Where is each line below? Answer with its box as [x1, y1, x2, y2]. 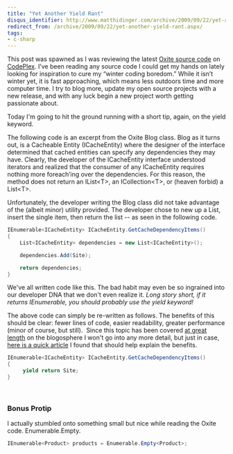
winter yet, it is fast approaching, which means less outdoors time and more [7, 77, 224, 85]
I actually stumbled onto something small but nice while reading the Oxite [7, 419, 217, 428]
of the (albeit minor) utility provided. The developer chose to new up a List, [7, 206, 221, 214]
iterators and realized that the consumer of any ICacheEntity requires [7, 163, 205, 171]
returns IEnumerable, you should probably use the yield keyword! [7, 298, 194, 306]
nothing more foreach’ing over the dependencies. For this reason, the [7, 171, 206, 179]
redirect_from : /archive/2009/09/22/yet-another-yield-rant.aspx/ [7, 23, 203, 30]
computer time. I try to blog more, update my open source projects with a [7, 85, 216, 93]
